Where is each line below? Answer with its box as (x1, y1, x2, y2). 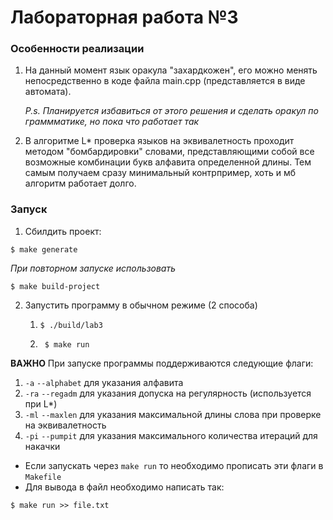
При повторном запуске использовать (10, 262, 177, 274)
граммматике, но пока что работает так (24, 116, 200, 128)
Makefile (24, 472, 62, 482)
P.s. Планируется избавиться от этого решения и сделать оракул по (24, 105, 319, 117)
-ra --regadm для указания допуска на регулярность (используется (24, 387, 312, 399)
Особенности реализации (10, 42, 145, 56)
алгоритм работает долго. (24, 177, 137, 190)
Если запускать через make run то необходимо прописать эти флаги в (24, 459, 324, 471)
